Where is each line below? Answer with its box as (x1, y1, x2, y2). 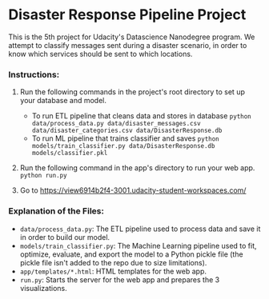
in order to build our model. (19, 232, 110, 241)
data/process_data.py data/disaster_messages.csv (31, 120, 202, 128)
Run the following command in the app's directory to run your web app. (19, 163, 255, 173)
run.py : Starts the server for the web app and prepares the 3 (19, 274, 220, 285)
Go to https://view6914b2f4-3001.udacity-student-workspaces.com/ (19, 185, 247, 195)
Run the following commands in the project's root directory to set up (19, 87, 246, 97)
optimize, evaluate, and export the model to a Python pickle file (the (19, 249, 243, 259)
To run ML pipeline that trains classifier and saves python (31, 134, 220, 143)
